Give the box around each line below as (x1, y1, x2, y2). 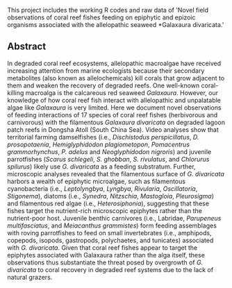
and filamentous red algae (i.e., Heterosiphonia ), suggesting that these (7, 199, 210, 207)
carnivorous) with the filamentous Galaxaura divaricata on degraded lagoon (7, 118, 226, 126)
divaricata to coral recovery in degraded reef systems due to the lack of (7, 265, 214, 273)
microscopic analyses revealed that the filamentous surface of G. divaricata (7, 169, 224, 178)
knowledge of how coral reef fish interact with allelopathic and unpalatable (7, 96, 221, 104)
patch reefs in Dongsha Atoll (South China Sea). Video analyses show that (7, 125, 219, 134)
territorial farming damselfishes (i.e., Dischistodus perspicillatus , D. (7, 133, 199, 141)
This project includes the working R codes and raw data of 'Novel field (7, 6, 209, 14)
